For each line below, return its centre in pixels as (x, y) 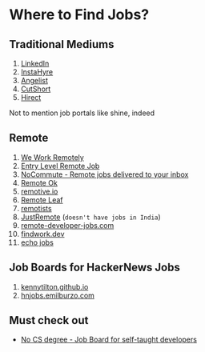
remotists (36, 208)
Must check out (49, 320)
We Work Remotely (52, 157)
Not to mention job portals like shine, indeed (82, 113)
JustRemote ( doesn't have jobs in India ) (90, 217)
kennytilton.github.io (54, 286)
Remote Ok (39, 182)
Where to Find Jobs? (79, 15)
